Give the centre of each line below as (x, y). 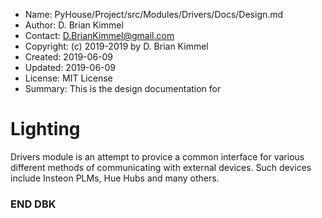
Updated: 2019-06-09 (70, 67)
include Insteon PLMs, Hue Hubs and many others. (115, 178)
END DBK (33, 204)
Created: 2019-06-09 (69, 57)
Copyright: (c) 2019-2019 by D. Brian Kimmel (116, 46)
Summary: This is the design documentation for (123, 88)
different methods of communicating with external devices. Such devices (161, 167)
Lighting (45, 129)
